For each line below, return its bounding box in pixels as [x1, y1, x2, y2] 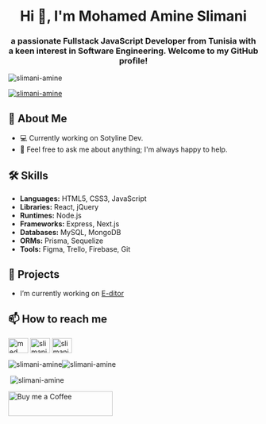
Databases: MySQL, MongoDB [19, 228, 121, 237]
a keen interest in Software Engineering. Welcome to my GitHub [8, 45, 259, 56]
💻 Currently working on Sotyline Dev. [19, 133, 144, 143]
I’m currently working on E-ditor [19, 288, 125, 298]
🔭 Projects [8, 268, 60, 281]
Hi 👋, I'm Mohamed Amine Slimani [19, 7, 248, 25]
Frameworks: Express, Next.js [19, 219, 120, 229]
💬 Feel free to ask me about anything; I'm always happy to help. [19, 145, 228, 154]
